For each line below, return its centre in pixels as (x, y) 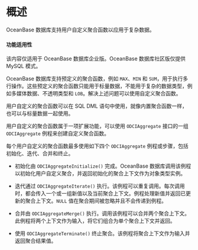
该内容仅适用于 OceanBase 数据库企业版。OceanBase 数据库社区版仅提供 (96, 59)
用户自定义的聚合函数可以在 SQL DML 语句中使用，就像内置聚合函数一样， (97, 106)
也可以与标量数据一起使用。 (40, 114)
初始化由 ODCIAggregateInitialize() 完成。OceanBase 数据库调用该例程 (103, 166)
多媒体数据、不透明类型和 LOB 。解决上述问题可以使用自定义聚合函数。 (96, 94)
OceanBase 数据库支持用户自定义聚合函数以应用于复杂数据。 (80, 30)
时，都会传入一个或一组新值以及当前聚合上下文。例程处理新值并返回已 (100, 194)
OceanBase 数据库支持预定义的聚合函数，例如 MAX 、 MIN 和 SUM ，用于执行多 (97, 79)
